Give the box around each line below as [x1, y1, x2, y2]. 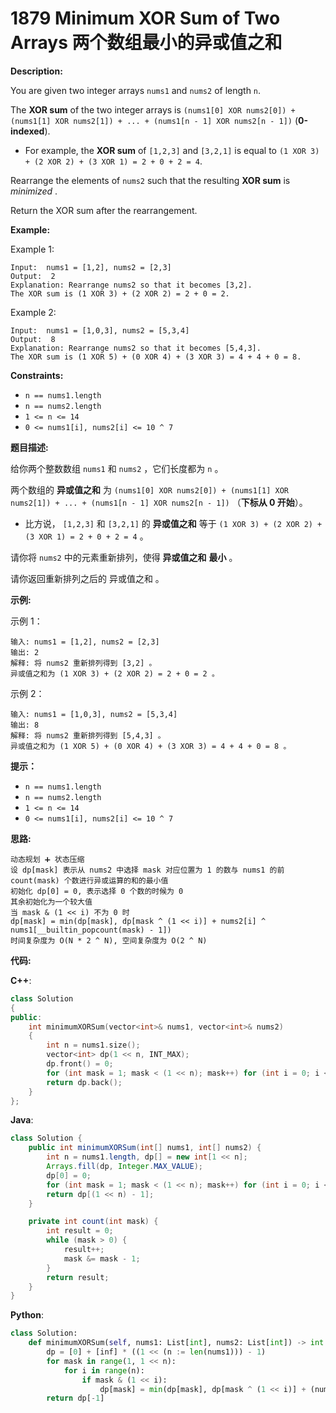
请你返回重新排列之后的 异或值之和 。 [10, 572, 165, 584]
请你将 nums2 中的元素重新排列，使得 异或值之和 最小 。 [10, 551, 238, 563]
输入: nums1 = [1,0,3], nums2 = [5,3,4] [10, 709, 178, 719]
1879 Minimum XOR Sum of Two [10, 7, 281, 30]
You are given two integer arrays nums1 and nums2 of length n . [10, 84, 262, 96]
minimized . [10, 185, 58, 197]
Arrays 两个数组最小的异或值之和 [10, 32, 283, 54]
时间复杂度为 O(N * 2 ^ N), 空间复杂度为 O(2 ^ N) [10, 935, 208, 946]
